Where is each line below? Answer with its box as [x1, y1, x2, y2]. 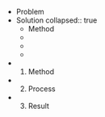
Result [27, 101, 50, 111]
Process [27, 84, 56, 94]
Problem [15, 7, 44, 16]
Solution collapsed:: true [15, 15, 98, 25]
